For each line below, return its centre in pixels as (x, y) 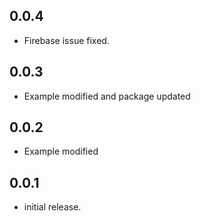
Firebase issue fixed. (66, 40)
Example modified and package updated (107, 96)
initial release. (52, 207)
